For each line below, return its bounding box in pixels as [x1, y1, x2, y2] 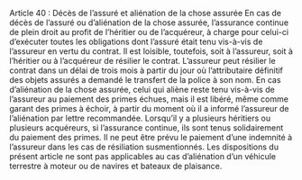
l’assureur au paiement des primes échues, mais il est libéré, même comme [9, 94, 288, 104]
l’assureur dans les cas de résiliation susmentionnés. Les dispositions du [9, 141, 279, 152]
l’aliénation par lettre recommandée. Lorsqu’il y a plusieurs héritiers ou [9, 112, 271, 123]
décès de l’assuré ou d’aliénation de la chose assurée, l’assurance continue [9, 17, 289, 28]
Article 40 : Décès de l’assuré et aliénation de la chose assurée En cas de [9, 8, 282, 18]
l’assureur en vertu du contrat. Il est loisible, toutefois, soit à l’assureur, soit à [9, 46, 293, 57]
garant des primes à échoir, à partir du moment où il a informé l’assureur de [9, 103, 290, 113]
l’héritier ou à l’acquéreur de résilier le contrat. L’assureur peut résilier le [9, 56, 277, 66]
